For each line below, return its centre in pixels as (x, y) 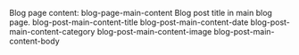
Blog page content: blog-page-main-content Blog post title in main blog (141, 13)
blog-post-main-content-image (154, 31)
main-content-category (52, 31)
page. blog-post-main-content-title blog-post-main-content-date (129, 22)
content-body (34, 41)
